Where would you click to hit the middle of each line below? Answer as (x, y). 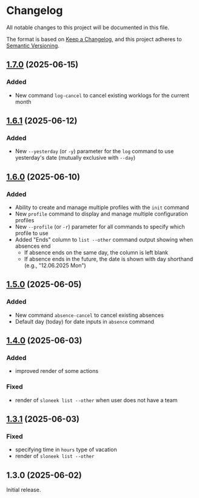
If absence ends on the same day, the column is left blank (96, 252)
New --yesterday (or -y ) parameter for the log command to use (94, 151)
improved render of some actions (57, 371)
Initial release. (24, 490)
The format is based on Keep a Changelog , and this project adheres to (94, 39)
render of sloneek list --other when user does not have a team (96, 400)
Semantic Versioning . (33, 46)
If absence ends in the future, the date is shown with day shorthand (109, 259)
